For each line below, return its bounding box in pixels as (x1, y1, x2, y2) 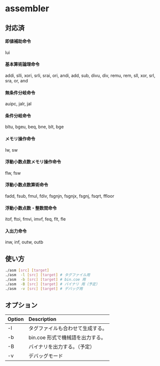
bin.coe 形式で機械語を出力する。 (28, 334, 107, 341)
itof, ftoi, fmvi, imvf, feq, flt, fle (5, 216, 66, 222)
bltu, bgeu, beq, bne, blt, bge (5, 124, 64, 130)
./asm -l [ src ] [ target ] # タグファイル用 (5, 273, 90, 278)
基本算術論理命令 (5, 61, 40, 67)
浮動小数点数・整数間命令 (5, 205, 57, 211)
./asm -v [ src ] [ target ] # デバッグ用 (5, 286, 83, 291)
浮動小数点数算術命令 (5, 182, 48, 188)
